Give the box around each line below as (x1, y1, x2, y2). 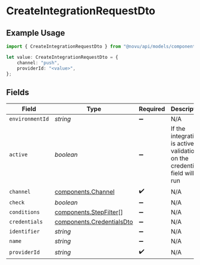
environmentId (9, 116, 49, 122)
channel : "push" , (17, 59, 60, 66)
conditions (9, 209, 40, 216)
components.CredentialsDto (54, 218, 133, 226)
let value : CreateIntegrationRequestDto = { (6, 54, 118, 60)
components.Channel (54, 187, 115, 195)
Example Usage (6, 28, 65, 38)
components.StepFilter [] (54, 208, 123, 216)
